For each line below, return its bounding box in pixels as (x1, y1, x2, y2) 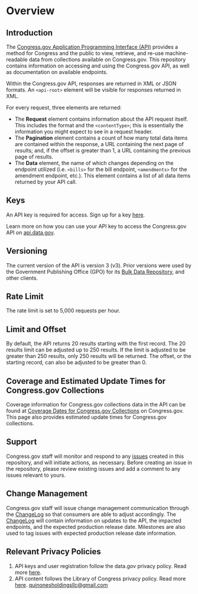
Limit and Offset (6, 324, 67, 334)
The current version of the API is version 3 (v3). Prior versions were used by (6, 262, 191, 269)
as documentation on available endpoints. (6, 69, 108, 75)
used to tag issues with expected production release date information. (6, 530, 177, 537)
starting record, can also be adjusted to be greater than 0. (6, 359, 147, 366)
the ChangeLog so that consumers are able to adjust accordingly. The (6, 511, 176, 518)
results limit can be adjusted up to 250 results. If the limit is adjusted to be (6, 346, 186, 353)
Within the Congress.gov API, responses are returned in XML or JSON (6, 80, 177, 87)
